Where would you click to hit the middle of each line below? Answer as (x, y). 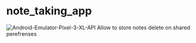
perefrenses (22, 33)
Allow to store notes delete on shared (144, 27)
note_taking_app (49, 11)
